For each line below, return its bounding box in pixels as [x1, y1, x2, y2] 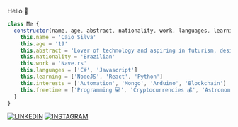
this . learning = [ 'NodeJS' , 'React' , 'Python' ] [20, 73, 163, 80]
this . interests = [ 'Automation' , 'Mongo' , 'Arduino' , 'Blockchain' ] [20, 79, 227, 87]
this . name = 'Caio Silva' [20, 33, 97, 40]
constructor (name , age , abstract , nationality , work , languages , [13, 27, 211, 34]
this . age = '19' [20, 40, 69, 48]
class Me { [7, 21, 40, 28]
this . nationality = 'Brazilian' [20, 53, 115, 60]
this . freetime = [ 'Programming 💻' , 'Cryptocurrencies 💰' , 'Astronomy [20, 86, 234, 94]
